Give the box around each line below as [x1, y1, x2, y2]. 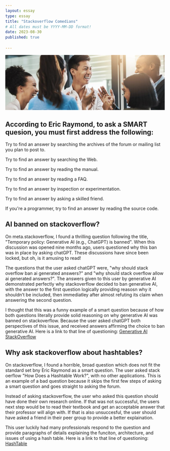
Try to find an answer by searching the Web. [5, 156, 98, 162]
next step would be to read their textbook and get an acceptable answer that [5, 403, 165, 410]
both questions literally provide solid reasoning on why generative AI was [5, 312, 158, 318]
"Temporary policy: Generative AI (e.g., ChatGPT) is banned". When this [5, 239, 155, 245]
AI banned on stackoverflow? [5, 220, 100, 229]
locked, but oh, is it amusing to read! [5, 255, 81, 261]
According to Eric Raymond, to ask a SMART [5, 120, 148, 128]
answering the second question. [5, 297, 72, 303]
